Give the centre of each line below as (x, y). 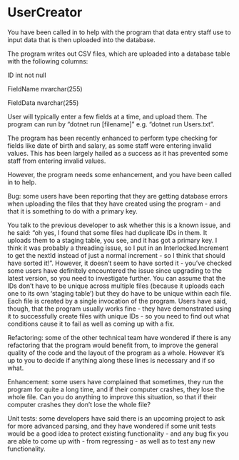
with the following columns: (48, 61)
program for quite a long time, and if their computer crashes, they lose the (116, 389)
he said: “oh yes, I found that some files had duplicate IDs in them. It (107, 232)
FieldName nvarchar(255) (45, 89)
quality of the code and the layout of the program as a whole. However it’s (116, 352)
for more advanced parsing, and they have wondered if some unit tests (112, 426)
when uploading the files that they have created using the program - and (114, 204)
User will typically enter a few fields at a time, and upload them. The (107, 116)
